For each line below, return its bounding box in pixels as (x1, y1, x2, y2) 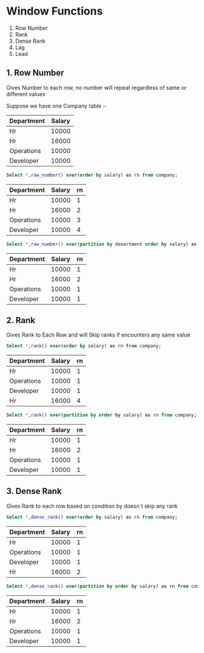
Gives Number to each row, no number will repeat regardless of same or (6, 84, 187, 91)
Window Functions (6, 4, 103, 18)
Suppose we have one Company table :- (6, 102, 107, 109)
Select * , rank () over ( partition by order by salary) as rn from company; (6, 412, 197, 419)
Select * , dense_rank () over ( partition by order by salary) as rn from (6, 583, 189, 589)
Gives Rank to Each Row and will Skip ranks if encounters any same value (6, 331, 191, 338)
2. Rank (6, 315, 35, 326)
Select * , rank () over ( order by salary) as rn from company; (6, 343, 162, 349)
